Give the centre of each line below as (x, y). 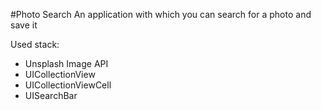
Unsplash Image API (66, 63)
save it (24, 25)
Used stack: (35, 44)
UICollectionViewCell (68, 85)
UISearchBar (51, 95)
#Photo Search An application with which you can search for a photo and (161, 14)
